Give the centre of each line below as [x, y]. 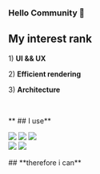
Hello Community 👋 [47, 13]
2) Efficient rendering [45, 74]
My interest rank [50, 39]
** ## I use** [30, 121]
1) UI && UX [27, 58]
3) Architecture [34, 89]
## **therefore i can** [45, 162]
